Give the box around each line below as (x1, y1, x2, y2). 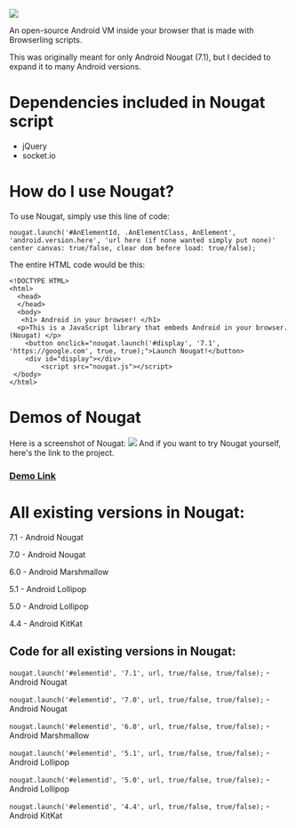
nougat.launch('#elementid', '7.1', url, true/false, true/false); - (9, 668, 270, 678)
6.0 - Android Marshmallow (9, 566, 109, 577)
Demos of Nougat (9, 408, 142, 427)
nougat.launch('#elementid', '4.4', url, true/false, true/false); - (9, 801, 270, 812)
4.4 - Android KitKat (9, 618, 83, 629)
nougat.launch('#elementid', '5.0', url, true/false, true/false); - (9, 775, 270, 785)
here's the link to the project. (9, 447, 115, 458)
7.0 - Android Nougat (9, 548, 86, 560)
